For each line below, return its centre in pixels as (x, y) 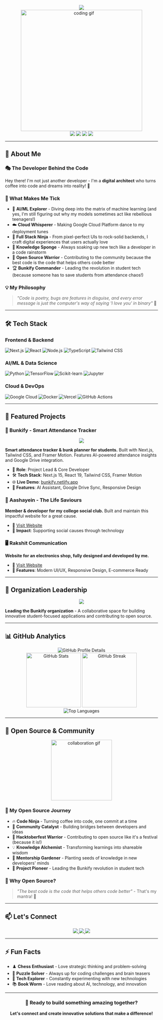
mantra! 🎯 (27, 896)
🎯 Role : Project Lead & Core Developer (51, 470)
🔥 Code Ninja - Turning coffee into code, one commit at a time (74, 821)
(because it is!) (27, 842)
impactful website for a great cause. (41, 516)
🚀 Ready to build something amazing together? (81, 1003)
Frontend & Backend (29, 340)
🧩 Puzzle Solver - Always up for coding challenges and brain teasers (81, 973)
